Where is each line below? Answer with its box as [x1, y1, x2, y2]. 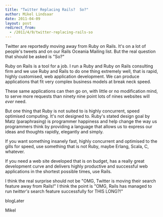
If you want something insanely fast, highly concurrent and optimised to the [5, 138, 158, 144]
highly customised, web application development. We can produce [5, 74, 140, 79]
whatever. [5, 149, 25, 154]
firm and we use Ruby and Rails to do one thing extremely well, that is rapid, [5, 68, 158, 74]
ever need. [5, 99, 27, 104]
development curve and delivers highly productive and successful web [5, 163, 148, 169]
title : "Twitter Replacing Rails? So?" [5, 7, 89, 12]
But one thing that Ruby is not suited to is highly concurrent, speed [5, 108, 140, 114]
